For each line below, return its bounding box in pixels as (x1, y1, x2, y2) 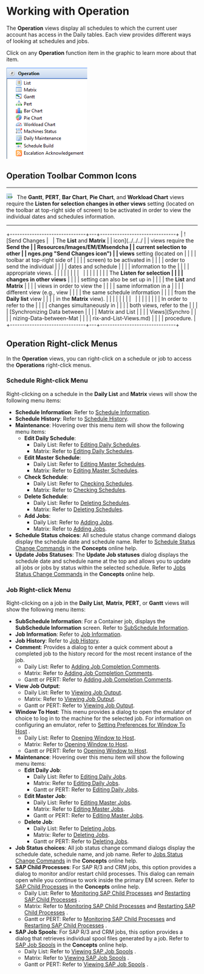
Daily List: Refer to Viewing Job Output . (24, 689, 123, 696)
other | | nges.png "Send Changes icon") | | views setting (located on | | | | (6, 250, 196, 257)
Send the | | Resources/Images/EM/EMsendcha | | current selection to (6, 243, 187, 250)
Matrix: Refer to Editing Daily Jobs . (33, 780, 120, 787)
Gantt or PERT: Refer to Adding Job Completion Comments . (24, 676, 173, 683)
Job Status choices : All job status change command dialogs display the (15, 844, 195, 852)
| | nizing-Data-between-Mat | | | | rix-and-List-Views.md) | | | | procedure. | (6, 314, 196, 322)
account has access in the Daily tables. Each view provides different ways (6, 30, 191, 38)
